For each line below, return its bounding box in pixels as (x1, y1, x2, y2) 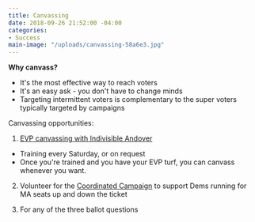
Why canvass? (8, 62, 58, 72)
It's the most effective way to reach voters (19, 78, 158, 88)
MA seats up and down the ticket (19, 190, 128, 199)
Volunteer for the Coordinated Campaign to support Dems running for (19, 181, 247, 190)
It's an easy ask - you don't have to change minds (19, 86, 184, 96)
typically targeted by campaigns (19, 103, 125, 113)
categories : (8, 26, 48, 34)
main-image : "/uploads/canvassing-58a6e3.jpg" (8, 41, 165, 49)
